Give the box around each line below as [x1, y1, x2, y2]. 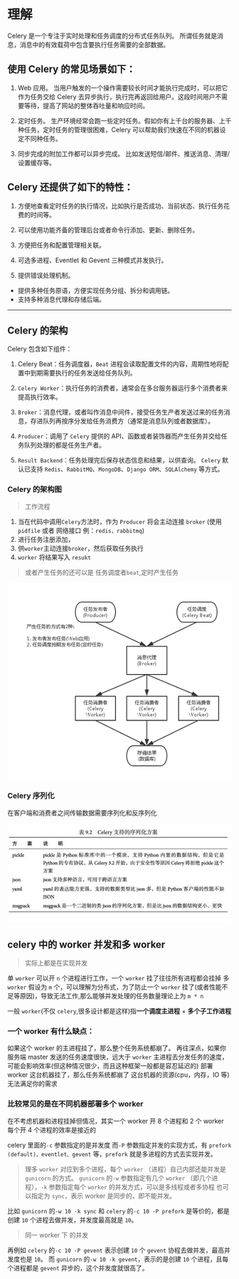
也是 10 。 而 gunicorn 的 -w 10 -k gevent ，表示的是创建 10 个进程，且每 [19, 1255, 229, 1263]
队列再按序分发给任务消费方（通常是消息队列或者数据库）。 [42, 417, 215, 425]
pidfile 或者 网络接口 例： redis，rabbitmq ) [17, 526, 144, 534]
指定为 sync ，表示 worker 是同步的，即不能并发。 [31, 1191, 176, 1200]
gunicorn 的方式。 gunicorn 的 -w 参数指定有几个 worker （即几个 [24, 1174, 212, 1182]
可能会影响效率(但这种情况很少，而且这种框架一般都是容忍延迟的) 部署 [7, 1062, 213, 1070]
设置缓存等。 [17, 158, 55, 167]
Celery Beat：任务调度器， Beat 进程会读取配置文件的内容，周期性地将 [17, 360, 223, 368]
